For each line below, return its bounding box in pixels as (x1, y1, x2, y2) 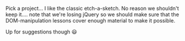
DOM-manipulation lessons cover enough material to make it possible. (5, 17, 176, 24)
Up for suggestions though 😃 (5, 28, 78, 35)
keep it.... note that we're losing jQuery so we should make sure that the (5, 11, 180, 18)
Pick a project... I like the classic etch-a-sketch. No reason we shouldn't (5, 5, 180, 12)
